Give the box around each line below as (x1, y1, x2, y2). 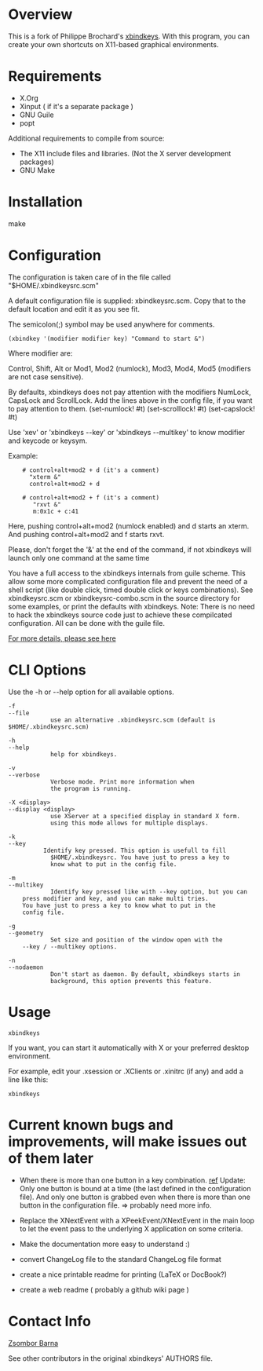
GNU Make (19, 165, 56, 174)
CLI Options (8, 661, 86, 678)
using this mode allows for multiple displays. (49, 819, 210, 827)
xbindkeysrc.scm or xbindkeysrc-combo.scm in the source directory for (8, 593, 241, 602)
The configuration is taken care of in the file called (8, 272, 171, 282)
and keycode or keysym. (8, 436, 88, 445)
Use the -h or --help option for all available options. (8, 687, 174, 696)
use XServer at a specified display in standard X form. (49, 812, 241, 820)
